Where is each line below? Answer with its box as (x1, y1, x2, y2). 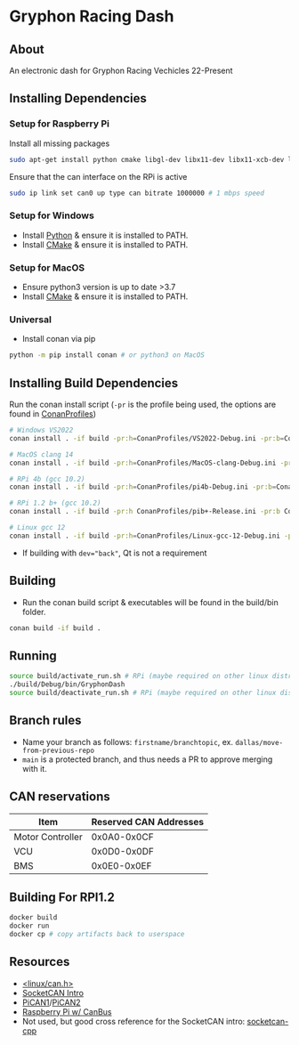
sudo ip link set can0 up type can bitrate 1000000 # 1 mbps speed (9, 189, 265, 198)
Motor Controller (13, 830, 83, 843)
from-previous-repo (21, 746, 95, 755)
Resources (9, 954, 70, 969)
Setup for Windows (9, 209, 95, 222)
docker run (9, 921, 50, 931)
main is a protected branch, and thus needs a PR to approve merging (21, 754, 273, 765)
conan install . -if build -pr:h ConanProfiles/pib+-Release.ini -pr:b (9, 507, 280, 516)
